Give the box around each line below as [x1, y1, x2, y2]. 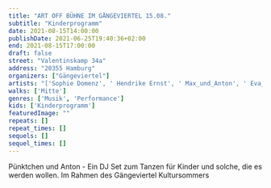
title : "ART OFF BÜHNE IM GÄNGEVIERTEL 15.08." [8, 11, 172, 20]
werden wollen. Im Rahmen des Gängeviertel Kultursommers [8, 170, 210, 180]
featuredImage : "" [8, 110, 70, 118]
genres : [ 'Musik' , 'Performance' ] [8, 94, 125, 102]
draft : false [8, 49, 52, 57]
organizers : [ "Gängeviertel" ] [8, 72, 110, 80]
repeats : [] [8, 117, 48, 125]
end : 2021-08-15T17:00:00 [8, 42, 95, 50]
